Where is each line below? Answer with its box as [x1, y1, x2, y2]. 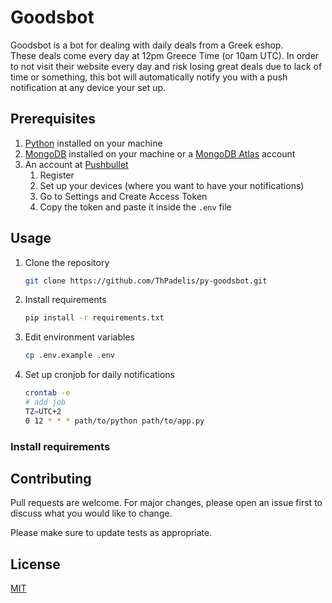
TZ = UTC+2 [24, 406, 62, 416]
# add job [24, 397, 67, 408]
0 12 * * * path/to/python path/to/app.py [24, 416, 205, 426]
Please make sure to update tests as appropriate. [10, 527, 213, 539]
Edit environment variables [24, 331, 135, 343]
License [10, 556, 61, 573]
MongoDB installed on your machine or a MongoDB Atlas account [24, 147, 296, 160]
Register [39, 169, 75, 181]
